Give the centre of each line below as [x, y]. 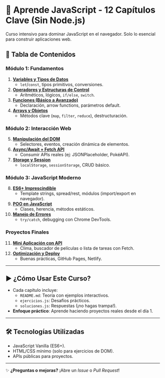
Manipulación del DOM [36, 139]
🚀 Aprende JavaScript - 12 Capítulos [81, 10]
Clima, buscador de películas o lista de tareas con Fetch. [77, 248]
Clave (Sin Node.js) [46, 20]
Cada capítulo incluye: [35, 290]
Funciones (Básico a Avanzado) [45, 100]
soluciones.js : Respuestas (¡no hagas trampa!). [68, 306]
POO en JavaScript [32, 204]
